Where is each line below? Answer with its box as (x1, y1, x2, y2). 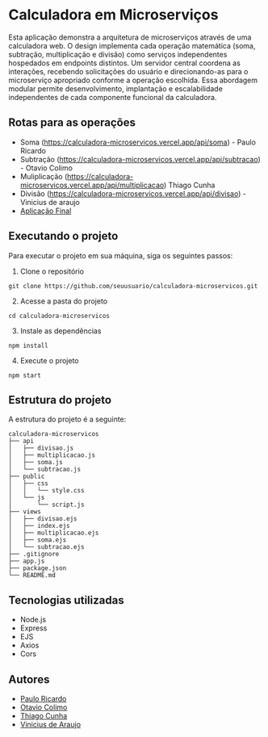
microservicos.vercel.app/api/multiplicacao (19, 180, 164, 190)
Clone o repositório (19, 266, 85, 276)
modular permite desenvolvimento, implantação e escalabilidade (8, 83, 224, 94)
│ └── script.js (8, 500, 85, 509)
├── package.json (8, 564, 67, 572)
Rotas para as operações (8, 115, 136, 130)
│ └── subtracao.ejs (8, 543, 85, 551)
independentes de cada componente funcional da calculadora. (8, 92, 217, 102)
